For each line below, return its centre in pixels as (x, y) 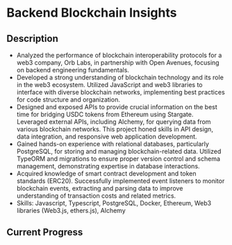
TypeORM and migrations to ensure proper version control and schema (118, 159)
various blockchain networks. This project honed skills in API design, (115, 129)
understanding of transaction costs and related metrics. (96, 196)
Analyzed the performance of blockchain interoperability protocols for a (119, 55)
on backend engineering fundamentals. (73, 70)
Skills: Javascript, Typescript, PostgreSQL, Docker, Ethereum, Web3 (114, 203)
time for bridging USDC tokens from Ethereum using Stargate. (105, 114)
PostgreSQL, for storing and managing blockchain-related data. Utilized (119, 151)
